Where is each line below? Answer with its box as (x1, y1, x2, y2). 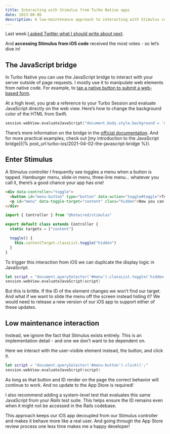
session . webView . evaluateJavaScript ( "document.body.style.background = (5, 121, 159, 126)
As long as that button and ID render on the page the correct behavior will (5, 376, 159, 383)
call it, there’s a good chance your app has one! (5, 179, 104, 186)
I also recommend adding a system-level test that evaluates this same (5, 391, 151, 398)
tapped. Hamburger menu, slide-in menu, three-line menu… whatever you (5, 174, 159, 180)
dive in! (5, 46, 21, 52)
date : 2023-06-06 (5, 12, 42, 17)
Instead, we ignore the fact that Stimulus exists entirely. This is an (5, 333, 142, 339)
